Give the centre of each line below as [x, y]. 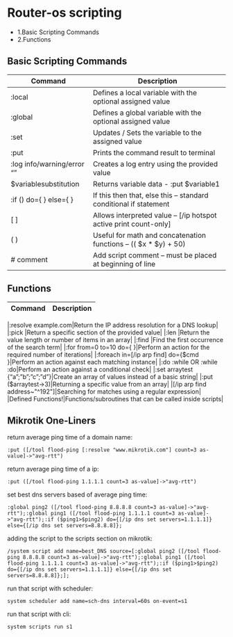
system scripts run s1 [40, 627]
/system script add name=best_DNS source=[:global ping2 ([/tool [103, 551]
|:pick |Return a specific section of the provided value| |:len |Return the [109, 332]
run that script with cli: [39, 614]
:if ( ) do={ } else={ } [42, 200]
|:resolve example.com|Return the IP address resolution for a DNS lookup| [113, 325]
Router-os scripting [65, 13]
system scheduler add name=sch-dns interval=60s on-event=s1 [97, 602]
